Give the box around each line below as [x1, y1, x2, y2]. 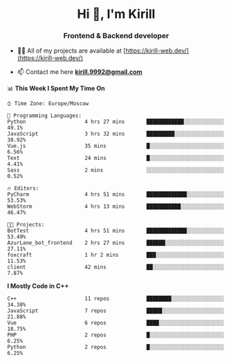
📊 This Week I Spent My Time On [7, 84, 105, 93]
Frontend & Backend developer [63, 31, 169, 41]
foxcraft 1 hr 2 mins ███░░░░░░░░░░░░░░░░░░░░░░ [7, 252, 225, 259]
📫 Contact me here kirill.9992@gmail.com [17, 68, 143, 76]
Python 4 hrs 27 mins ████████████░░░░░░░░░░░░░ [7, 118, 225, 125]
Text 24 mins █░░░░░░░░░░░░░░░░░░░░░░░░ [7, 155, 225, 162]
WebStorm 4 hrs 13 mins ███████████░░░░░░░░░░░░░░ [7, 203, 225, 210]
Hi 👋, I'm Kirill [77, 6, 156, 22]
